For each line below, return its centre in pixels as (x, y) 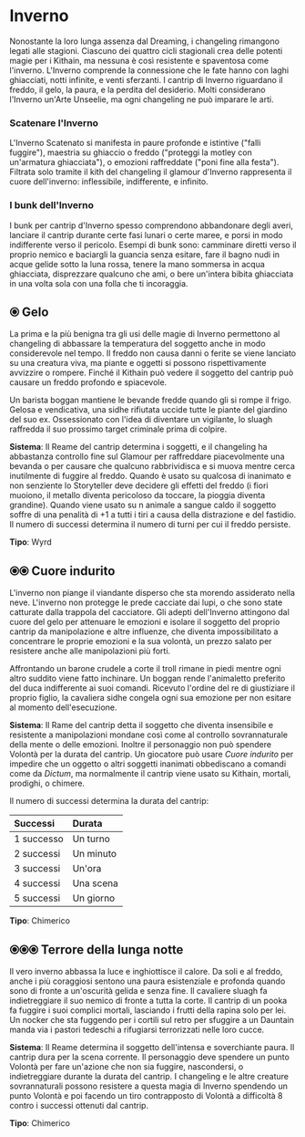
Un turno (91, 839)
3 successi (37, 869)
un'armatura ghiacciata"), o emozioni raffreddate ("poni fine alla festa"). (144, 162)
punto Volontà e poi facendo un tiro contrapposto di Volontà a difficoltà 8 (147, 1095)
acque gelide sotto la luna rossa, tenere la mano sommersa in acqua (137, 264)
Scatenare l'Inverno (54, 122)
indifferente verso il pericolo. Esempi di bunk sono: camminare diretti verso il (153, 245)
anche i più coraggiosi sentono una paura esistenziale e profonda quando (147, 981)
